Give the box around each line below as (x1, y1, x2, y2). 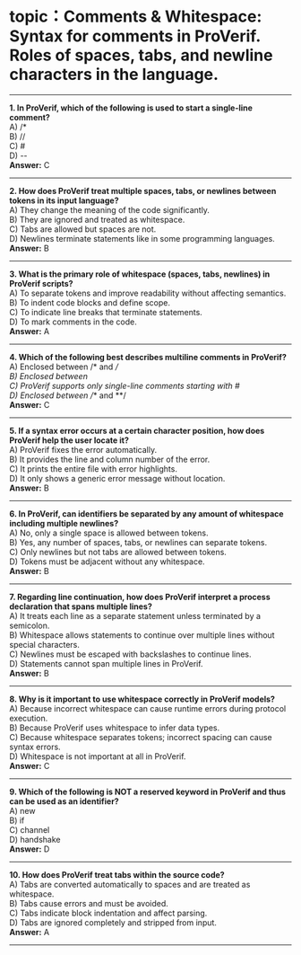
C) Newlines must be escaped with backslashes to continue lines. (9, 649, 253, 659)
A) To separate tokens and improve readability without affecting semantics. (9, 287, 287, 298)
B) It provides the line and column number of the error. (9, 454, 211, 464)
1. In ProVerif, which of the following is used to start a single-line (9, 102, 254, 113)
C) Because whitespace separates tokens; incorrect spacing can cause (9, 731, 272, 742)
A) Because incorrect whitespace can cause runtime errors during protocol (9, 703, 287, 713)
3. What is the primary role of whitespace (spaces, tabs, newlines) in (9, 269, 271, 279)
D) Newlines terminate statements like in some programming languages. (9, 233, 275, 243)
